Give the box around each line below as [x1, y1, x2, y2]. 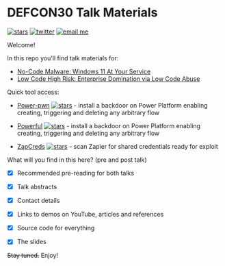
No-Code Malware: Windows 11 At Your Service [16, 67, 151, 75]
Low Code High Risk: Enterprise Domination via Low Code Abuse [16, 74, 200, 83]
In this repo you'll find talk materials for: [7, 53, 119, 62]
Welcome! [7, 40, 36, 49]
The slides [16, 238, 47, 246]
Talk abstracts [16, 183, 57, 191]
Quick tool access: [7, 88, 59, 96]
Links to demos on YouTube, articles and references [16, 210, 164, 219]
